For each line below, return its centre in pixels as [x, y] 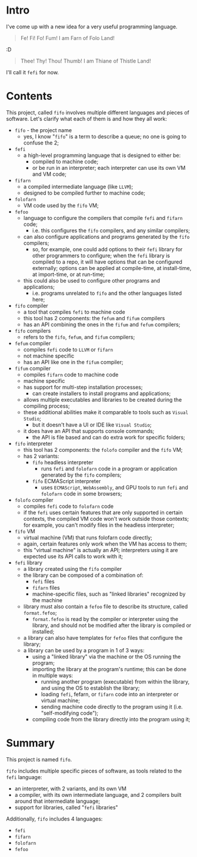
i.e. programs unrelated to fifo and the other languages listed [107, 293]
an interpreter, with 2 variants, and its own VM [70, 789]
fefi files [43, 581]
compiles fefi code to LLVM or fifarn [68, 349]
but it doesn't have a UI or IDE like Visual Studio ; [92, 425]
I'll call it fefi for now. [33, 72]
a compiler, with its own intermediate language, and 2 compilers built [98, 794]
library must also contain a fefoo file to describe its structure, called [106, 606]
